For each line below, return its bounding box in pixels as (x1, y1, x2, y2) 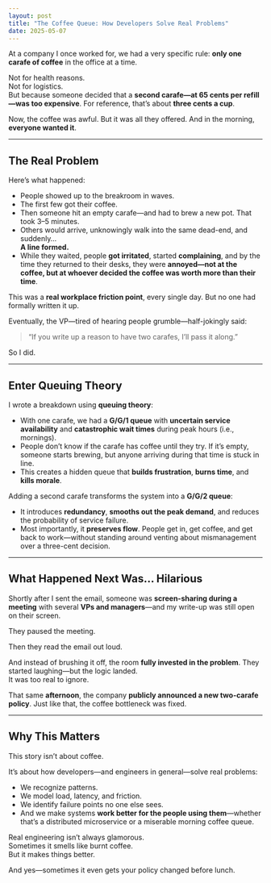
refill (243, 90, 260, 100)
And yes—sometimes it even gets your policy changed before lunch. (8, 864, 236, 875)
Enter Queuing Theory (8, 378, 123, 392)
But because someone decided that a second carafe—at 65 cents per (8, 90, 243, 100)
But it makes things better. (8, 849, 95, 859)
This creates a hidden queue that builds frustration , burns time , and (19, 467, 249, 477)
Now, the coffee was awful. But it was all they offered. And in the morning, (8, 115, 255, 124)
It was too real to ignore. (8, 674, 90, 684)
